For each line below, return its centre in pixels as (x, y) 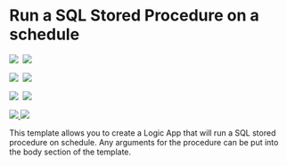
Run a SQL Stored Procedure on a (135, 16)
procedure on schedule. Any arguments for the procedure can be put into (144, 142)
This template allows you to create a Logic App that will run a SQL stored (143, 133)
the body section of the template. (70, 152)
